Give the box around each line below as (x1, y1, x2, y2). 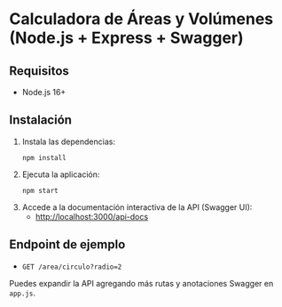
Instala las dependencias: (21, 136, 115, 147)
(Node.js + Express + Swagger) (9, 28, 244, 48)
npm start (21, 186, 59, 195)
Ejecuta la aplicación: (21, 169, 100, 180)
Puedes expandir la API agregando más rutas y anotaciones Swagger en (9, 278, 274, 288)
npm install (21, 153, 67, 162)
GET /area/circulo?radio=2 (21, 263, 122, 271)
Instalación (9, 112, 73, 128)
